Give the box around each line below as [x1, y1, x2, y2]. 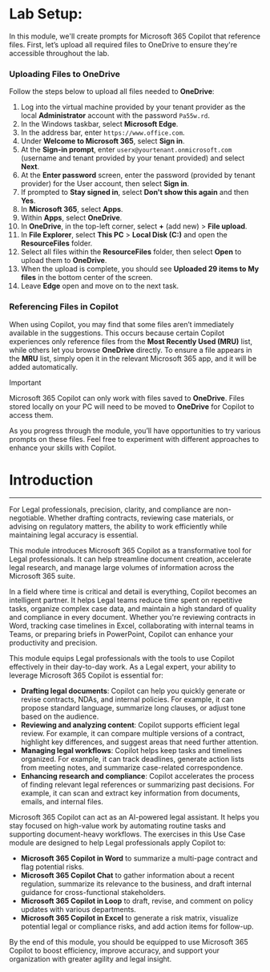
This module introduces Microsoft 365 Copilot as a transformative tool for [9, 546, 252, 556]
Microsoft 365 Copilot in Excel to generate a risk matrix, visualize [20, 913, 239, 923]
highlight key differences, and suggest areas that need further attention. [20, 737, 259, 747]
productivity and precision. [9, 638, 99, 648]
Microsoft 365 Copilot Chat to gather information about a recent [20, 871, 235, 881]
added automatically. [9, 362, 79, 371]
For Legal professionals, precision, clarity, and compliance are [9, 504, 215, 514]
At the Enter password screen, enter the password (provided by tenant [20, 170, 256, 180]
